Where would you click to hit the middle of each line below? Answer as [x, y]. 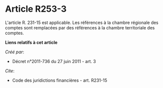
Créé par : [15, 52]
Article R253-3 [36, 9]
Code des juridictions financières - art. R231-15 [60, 80]
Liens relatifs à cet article [31, 42]
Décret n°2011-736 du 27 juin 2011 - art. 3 [54, 61]
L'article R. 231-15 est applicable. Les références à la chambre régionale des [82, 22]
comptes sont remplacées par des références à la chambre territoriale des [80, 27]
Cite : [10, 71]
